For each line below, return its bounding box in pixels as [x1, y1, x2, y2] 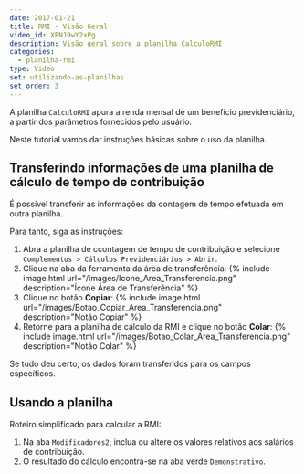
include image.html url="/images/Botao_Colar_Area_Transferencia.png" [22, 331, 291, 342]
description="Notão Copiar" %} [22, 311, 142, 322]
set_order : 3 [9, 81, 59, 90]
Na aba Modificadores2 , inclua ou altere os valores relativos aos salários [22, 437, 294, 448]
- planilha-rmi [17, 56, 76, 65]
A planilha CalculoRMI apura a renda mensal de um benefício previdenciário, [9, 106, 295, 117]
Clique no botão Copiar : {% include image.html [22, 292, 201, 303]
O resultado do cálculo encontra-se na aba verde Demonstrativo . [22, 456, 267, 467]
